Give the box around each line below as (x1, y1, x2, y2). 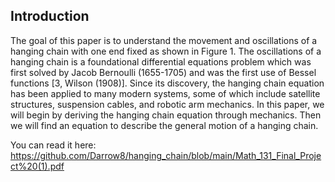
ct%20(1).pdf (10, 160, 65, 172)
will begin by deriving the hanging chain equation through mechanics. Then (10, 109, 322, 121)
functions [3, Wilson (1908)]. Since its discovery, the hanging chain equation (10, 77, 325, 89)
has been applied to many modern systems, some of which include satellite (10, 87, 321, 99)
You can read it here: (10, 139, 97, 151)
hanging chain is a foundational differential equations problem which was (10, 55, 312, 68)
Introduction (10, 8, 90, 25)
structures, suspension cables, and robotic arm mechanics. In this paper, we (10, 98, 325, 110)
